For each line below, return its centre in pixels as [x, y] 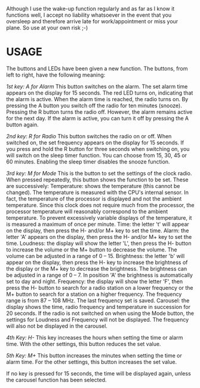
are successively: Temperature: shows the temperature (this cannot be [93, 186]
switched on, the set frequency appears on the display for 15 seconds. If [95, 143]
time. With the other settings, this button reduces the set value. [84, 344]
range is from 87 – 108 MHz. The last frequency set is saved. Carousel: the [98, 300]
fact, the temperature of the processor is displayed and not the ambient [94, 198]
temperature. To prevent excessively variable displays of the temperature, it [99, 217]
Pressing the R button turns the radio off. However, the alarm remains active [99, 112]
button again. [22, 125]
